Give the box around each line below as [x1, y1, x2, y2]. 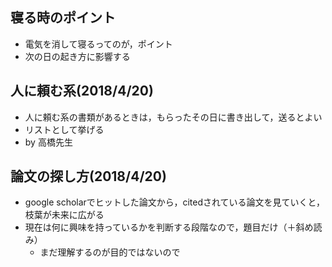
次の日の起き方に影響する [24, 50, 131, 62]
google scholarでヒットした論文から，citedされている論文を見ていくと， [24, 196, 325, 208]
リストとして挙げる [24, 123, 105, 135]
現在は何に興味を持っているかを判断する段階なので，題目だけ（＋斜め [24, 221, 314, 233]
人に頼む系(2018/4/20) [10, 83, 154, 100]
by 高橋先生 [24, 136, 73, 148]
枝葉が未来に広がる [24, 209, 105, 221]
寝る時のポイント [10, 9, 116, 27]
